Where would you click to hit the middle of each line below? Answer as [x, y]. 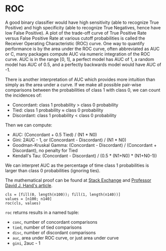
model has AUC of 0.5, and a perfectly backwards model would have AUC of [83, 64]
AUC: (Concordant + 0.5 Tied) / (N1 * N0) [55, 134]
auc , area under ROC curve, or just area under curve [65, 238]
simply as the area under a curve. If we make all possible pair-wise [73, 84]
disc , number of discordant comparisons [54, 232]
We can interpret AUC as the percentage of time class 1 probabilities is [77, 165]
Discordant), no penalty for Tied [45, 150]
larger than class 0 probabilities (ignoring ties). [53, 170]
